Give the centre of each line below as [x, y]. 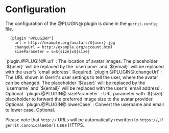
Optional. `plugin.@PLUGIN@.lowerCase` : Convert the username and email [85, 104]
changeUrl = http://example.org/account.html [64, 47]
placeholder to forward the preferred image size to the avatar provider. [80, 99]
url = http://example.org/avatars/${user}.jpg [65, 43]
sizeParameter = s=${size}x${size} [52, 51]
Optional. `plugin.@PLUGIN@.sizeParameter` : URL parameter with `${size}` [85, 93]
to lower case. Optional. [30, 110]
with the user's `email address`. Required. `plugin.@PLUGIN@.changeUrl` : [84, 72]
